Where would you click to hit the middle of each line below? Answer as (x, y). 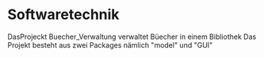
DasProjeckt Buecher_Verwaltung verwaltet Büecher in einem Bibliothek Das (132, 37)
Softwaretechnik (63, 15)
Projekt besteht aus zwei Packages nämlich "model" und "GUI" (110, 44)
